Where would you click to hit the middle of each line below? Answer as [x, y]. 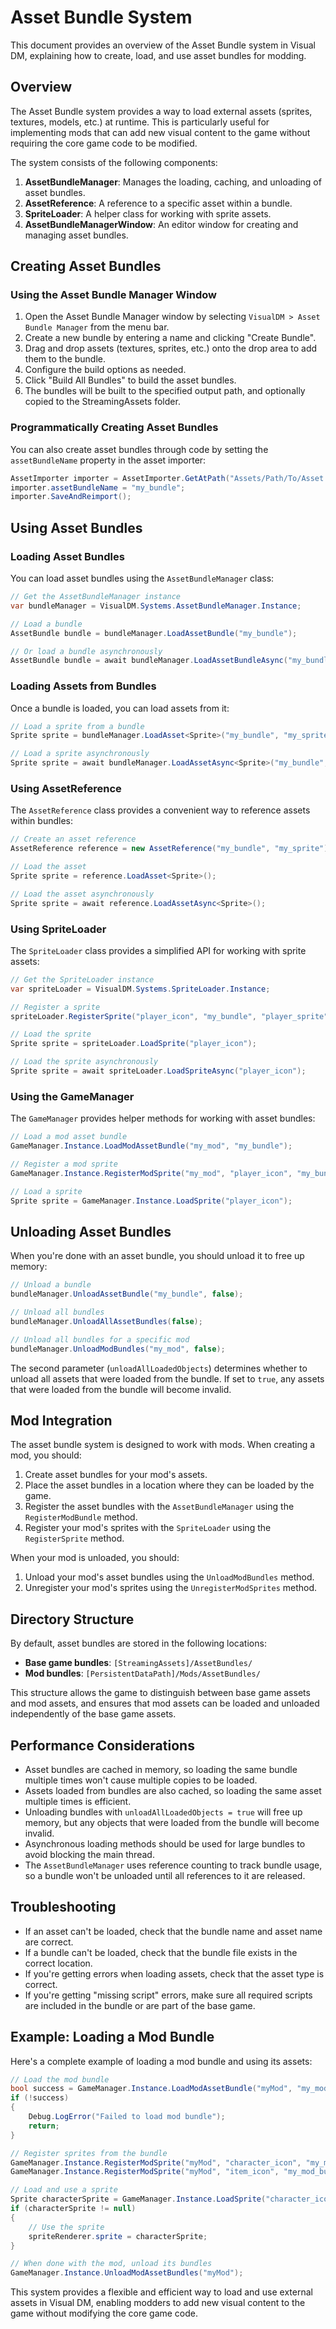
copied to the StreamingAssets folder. [102, 402]
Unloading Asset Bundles [91, 1231]
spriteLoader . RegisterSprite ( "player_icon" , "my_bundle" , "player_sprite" [169, 1016]
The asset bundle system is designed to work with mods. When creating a [163, 1445]
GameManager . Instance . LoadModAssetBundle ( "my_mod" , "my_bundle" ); [151, 1146]
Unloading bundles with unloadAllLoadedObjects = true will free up [163, 1812]
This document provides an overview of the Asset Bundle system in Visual [163, 45]
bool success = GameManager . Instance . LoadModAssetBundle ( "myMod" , [151, 2089]
